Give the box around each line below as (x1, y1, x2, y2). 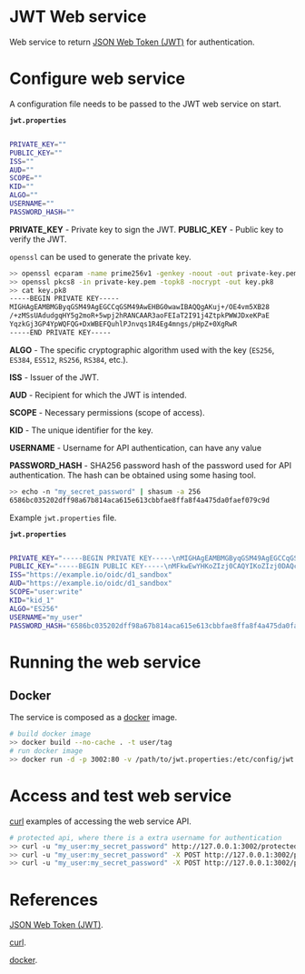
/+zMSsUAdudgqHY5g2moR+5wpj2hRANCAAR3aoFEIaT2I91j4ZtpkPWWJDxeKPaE (9, 311, 271, 320)
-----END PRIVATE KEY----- (9, 327, 112, 337)
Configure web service (9, 68, 186, 89)
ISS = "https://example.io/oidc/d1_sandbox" (9, 570, 172, 579)
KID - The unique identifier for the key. (9, 425, 153, 436)
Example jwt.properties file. (9, 512, 117, 523)
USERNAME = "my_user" (9, 612, 84, 622)
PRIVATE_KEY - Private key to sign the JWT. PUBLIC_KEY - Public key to (9, 224, 284, 235)
